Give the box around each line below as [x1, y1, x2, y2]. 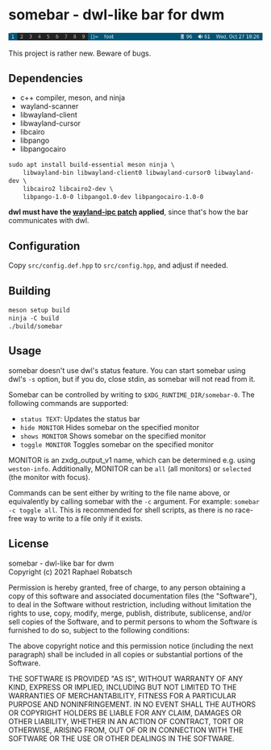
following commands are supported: [8, 398, 129, 408]
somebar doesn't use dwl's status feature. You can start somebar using [8, 365, 246, 375]
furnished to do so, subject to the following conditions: [8, 625, 190, 635]
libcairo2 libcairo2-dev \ [23, 185, 114, 193]
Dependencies [8, 71, 83, 85]
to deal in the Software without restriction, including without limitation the [8, 599, 252, 609]
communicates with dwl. [8, 216, 90, 226]
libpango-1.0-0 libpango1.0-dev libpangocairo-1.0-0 [23, 193, 204, 201]
